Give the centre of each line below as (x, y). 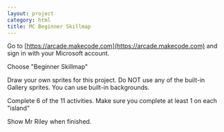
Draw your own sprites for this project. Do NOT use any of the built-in (106, 80)
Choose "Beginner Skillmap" (48, 67)
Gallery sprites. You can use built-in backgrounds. (78, 88)
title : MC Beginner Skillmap (49, 26)
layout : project (30, 13)
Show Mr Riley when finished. (49, 122)
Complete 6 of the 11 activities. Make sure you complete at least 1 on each (112, 101)
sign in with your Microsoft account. (58, 53)
